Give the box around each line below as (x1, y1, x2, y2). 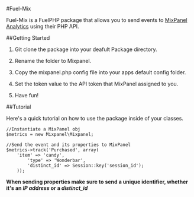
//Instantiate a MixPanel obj (6, 126, 81, 132)
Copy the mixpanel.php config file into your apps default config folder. (14, 69, 186, 76)
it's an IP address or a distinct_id (6, 185, 88, 192)
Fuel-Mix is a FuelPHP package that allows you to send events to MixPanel (6, 17, 187, 23)
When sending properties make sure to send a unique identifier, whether (6, 178, 188, 185)
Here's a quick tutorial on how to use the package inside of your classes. (6, 115, 183, 122)
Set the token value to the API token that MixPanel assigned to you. (14, 80, 179, 87)
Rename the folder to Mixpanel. (14, 58, 92, 64)
